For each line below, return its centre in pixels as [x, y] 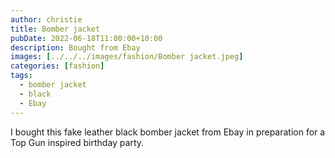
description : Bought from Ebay [75, 47]
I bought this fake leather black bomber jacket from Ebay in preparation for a [168, 132]
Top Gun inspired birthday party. [77, 142]
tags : [21, 76]
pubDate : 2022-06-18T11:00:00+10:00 [86, 38]
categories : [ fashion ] [57, 66]
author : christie [46, 19]
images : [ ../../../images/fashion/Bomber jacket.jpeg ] [127, 57]
